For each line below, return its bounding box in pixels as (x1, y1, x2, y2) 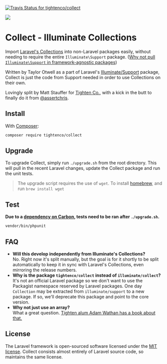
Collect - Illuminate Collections (5, 32, 137, 43)
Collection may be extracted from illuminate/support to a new (12, 288, 145, 294)
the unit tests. (5, 170, 34, 176)
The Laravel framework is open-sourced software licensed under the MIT (5, 343, 157, 349)
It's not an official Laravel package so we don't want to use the (12, 277, 143, 283)
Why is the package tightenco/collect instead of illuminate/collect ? (12, 272, 161, 278)
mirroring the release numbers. (12, 267, 77, 273)
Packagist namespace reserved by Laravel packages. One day (12, 283, 142, 289)
